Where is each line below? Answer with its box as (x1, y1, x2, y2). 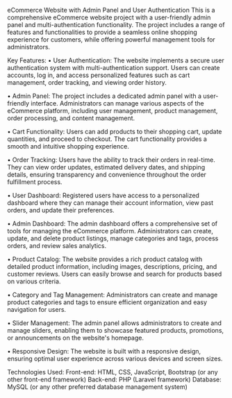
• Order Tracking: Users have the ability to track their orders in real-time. (7, 156, 215, 164)
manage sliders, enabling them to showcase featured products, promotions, (7, 326, 224, 334)
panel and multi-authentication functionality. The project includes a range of (7, 21, 225, 28)
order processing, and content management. (7, 114, 135, 122)
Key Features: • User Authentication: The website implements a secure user (7, 56, 224, 65)
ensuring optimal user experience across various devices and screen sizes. (7, 354, 223, 363)
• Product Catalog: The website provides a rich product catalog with (7, 255, 203, 263)
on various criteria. (7, 277, 61, 285)
